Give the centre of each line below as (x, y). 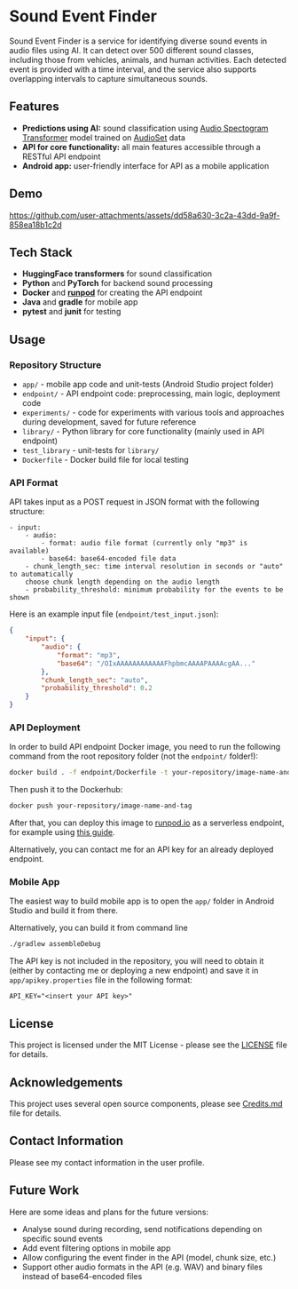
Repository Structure (55, 364)
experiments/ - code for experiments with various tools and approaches (153, 413)
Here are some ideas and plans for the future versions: (109, 1212)
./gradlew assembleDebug (55, 944)
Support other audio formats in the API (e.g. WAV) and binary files (142, 1267)
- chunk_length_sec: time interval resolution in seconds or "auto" (154, 567)
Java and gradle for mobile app (80, 302)
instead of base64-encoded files (82, 1276)
